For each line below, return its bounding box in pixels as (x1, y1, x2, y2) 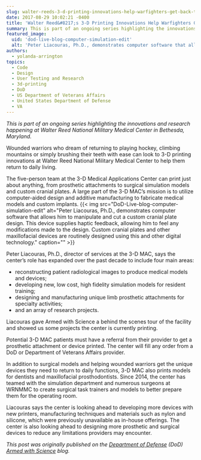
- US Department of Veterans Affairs (11, 92, 106, 98)
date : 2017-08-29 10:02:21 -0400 (6, 14, 90, 20)
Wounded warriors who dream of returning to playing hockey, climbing (6, 144, 181, 152)
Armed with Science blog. (6, 447, 70, 454)
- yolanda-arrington (11, 53, 63, 59)
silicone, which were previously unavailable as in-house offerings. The (6, 416, 180, 423)
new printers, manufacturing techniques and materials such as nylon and (6, 410, 186, 417)
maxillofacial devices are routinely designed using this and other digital (6, 232, 181, 240)
